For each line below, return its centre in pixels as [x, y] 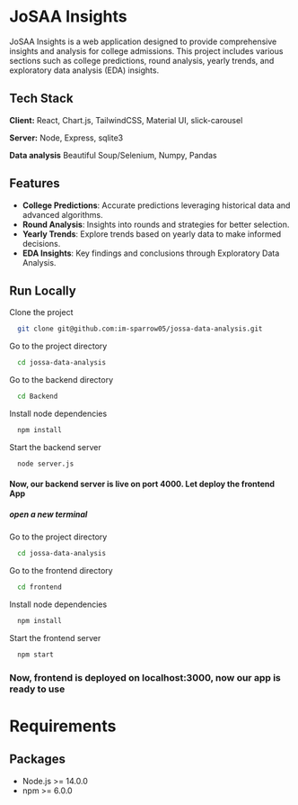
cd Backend [38, 397]
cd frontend [40, 587]
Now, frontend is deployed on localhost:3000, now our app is [145, 677]
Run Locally [43, 290]
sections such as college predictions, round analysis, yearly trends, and [142, 60]
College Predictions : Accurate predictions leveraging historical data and [156, 205]
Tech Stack [41, 99]
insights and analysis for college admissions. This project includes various [146, 50]
